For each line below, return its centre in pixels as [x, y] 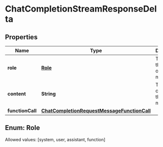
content [17, 94]
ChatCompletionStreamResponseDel [81, 9]
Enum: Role [23, 128]
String [48, 94]
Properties [21, 37]
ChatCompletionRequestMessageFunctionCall [96, 111]
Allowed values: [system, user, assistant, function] [55, 139]
